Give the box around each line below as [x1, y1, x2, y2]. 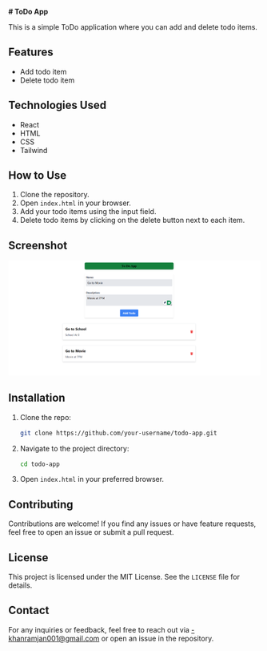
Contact [8, 604, 50, 617]
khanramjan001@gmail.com [8, 633, 100, 643]
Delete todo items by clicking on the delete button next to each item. [19, 216, 245, 225]
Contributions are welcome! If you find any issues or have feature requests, [8, 519, 257, 528]
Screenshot [8, 238, 68, 252]
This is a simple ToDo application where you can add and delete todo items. [8, 22, 258, 31]
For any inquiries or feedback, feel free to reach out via [8, 625, 190, 634]
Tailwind [19, 145, 48, 155]
